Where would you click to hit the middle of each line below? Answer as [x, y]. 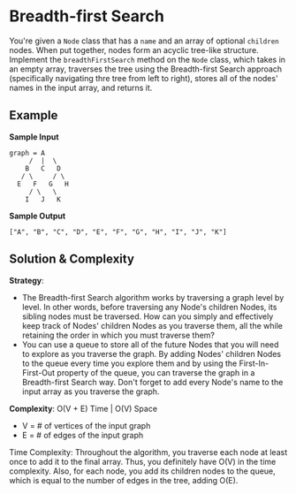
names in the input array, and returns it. [81, 87]
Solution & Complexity [72, 259]
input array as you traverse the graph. [91, 391]
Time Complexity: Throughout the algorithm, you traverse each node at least [148, 452]
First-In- [254, 363]
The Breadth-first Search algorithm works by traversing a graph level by [153, 297]
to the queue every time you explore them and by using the [129, 363]
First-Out [38, 372]
